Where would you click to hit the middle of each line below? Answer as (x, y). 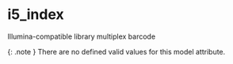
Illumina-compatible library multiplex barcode (82, 36)
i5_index (36, 15)
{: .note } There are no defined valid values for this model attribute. (116, 51)
